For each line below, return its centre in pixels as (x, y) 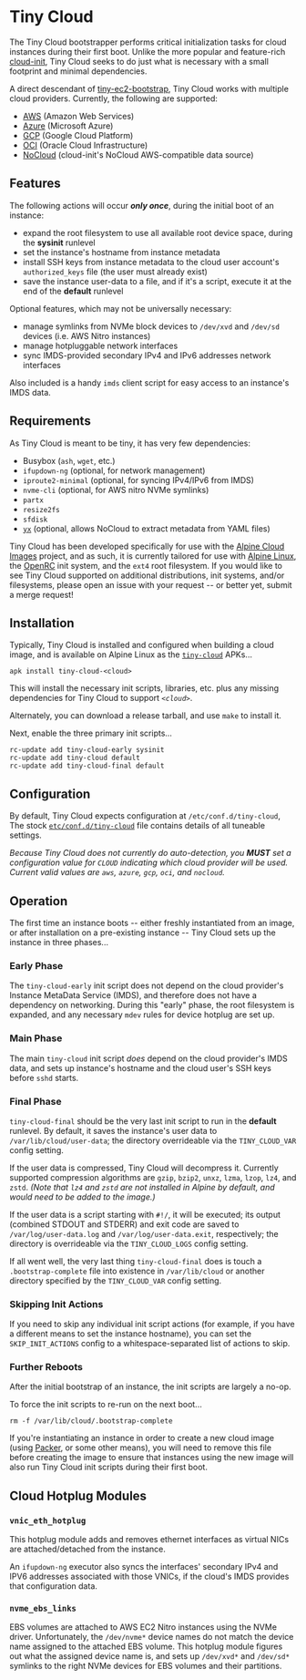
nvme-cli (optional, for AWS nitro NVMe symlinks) (116, 490)
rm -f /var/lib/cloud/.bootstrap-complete (91, 1421)
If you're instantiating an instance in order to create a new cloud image (142, 1438)
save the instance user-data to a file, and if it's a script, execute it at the (157, 281)
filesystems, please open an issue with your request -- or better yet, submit (151, 584)
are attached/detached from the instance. (87, 1549)
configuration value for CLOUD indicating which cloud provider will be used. (149, 862)
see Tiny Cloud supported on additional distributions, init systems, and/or (147, 575)
